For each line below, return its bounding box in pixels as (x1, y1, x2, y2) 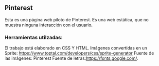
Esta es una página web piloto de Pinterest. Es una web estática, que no (4, 16, 149, 22)
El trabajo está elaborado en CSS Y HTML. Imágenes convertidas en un (4, 45, 147, 51)
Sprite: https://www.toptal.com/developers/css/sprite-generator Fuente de (4, 50, 154, 56)
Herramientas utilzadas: (4, 34, 63, 41)
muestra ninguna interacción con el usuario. (4, 22, 93, 28)
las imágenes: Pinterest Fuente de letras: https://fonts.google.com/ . (4, 55, 138, 61)
